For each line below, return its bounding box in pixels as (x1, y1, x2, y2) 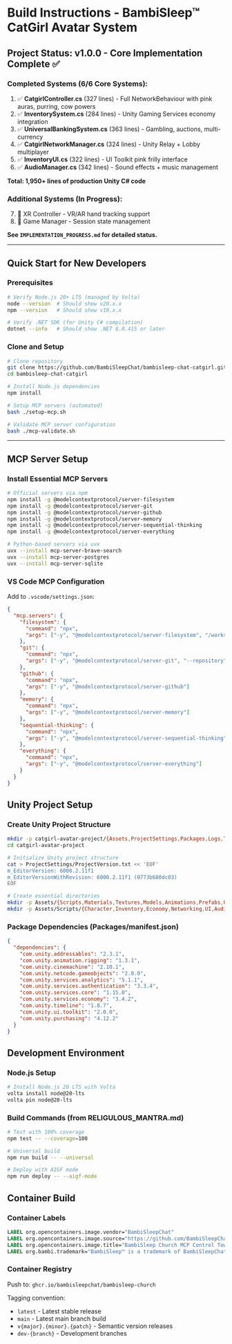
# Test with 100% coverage (7, 1128, 85, 1135)
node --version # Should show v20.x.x (7, 300, 122, 307)
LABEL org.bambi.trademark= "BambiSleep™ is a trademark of (7, 1248, 181, 1255)
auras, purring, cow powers (17, 102, 96, 110)
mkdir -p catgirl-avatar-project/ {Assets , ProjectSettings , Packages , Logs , (7, 835, 224, 843)
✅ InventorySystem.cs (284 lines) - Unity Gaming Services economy (17, 110, 216, 118)
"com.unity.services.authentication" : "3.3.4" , (19, 983, 159, 990)
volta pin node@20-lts (7, 1097, 72, 1103)
